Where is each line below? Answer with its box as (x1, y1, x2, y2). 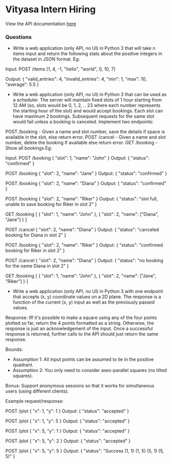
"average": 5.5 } (5, 81, 40, 88)
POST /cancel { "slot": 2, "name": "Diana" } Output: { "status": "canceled (5, 227, 159, 233)
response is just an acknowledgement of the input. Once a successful (5, 325, 153, 332)
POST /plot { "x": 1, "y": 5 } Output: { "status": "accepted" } (5, 418, 130, 424)
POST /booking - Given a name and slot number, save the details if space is (5, 128, 165, 135)
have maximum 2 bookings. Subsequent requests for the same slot (12, 113, 155, 119)
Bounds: (5, 346, 23, 352)
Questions (5, 33, 32, 41)
